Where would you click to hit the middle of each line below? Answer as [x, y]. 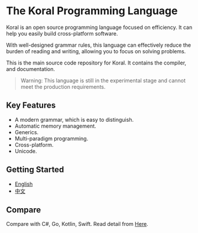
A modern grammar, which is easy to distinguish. [74, 119]
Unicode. [26, 151]
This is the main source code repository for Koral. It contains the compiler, [96, 63]
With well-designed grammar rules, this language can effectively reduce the [98, 45]
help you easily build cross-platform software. [62, 33]
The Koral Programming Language [92, 11]
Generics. [27, 132]
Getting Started [35, 170]
